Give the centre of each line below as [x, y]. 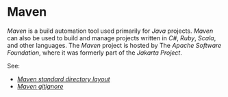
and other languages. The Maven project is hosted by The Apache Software [114, 45]
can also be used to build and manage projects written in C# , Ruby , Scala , [112, 38]
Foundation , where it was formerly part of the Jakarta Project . [95, 53]
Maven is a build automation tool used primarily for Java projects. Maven [110, 31]
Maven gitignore [40, 86]
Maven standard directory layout [64, 79]
